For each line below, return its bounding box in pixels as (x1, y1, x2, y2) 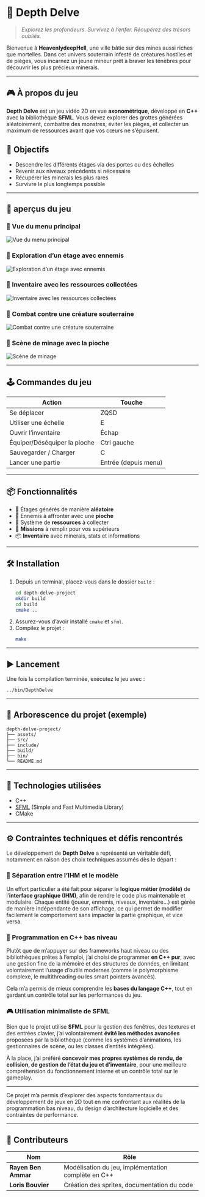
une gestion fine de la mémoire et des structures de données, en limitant (6, 959, 189, 967)
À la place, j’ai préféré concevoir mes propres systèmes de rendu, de (6, 1054, 183, 1062)
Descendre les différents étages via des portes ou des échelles (15, 160, 174, 168)
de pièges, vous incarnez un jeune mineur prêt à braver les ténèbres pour (6, 57, 191, 64)
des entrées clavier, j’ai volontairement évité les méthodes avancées (6, 1030, 180, 1037)
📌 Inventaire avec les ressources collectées (6, 280, 138, 289)
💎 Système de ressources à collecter (15, 519, 109, 526)
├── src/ (6, 737, 29, 743)
